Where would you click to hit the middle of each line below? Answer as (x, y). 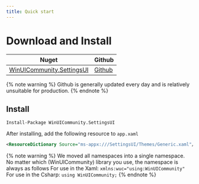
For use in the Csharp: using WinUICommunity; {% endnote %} (81, 175)
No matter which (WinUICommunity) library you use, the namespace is (92, 162)
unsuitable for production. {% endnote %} (57, 91)
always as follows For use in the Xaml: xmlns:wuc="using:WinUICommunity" (96, 169)
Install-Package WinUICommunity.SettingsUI (61, 123)
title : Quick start (30, 12)
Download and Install (59, 41)
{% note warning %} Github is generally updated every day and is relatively (98, 84)
